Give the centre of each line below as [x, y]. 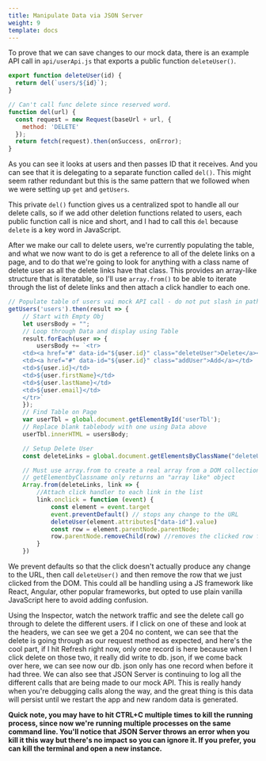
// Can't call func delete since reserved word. [90, 105]
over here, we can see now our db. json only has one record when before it [131, 666]
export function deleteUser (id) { [65, 76]
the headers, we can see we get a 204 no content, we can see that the [123, 632]
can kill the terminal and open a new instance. [85, 748]
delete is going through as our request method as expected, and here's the [130, 641]
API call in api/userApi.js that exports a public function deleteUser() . [122, 61]
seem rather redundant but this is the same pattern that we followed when [129, 181]
